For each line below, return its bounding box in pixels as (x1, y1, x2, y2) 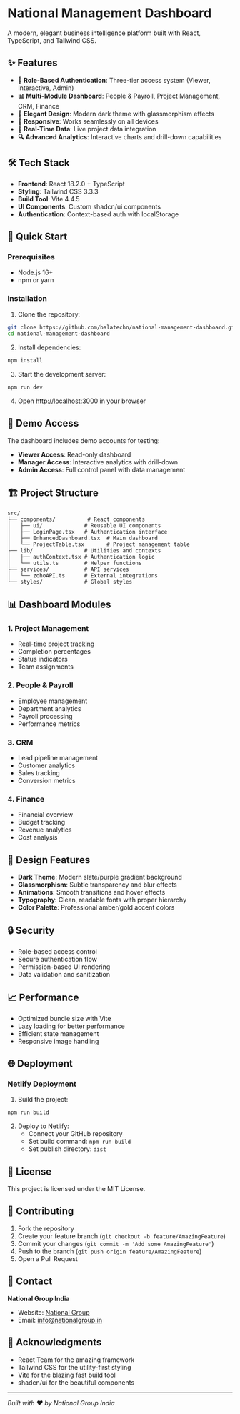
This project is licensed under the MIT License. (7, 1185, 146, 1193)
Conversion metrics (17, 776, 76, 785)
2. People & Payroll (7, 680, 74, 690)
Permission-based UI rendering (17, 962, 111, 971)
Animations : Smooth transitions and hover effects (17, 888, 166, 897)
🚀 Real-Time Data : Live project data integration (17, 124, 156, 133)
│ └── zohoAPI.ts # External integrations (7, 572, 159, 579)
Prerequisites (7, 252, 55, 262)
